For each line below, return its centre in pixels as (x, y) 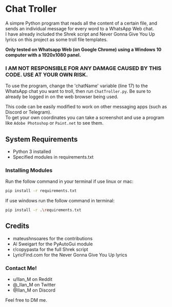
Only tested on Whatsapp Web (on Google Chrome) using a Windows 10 (83, 49)
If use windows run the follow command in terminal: (60, 201)
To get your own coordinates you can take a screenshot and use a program (85, 118)
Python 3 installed (32, 151)
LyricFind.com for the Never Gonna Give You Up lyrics (70, 255)
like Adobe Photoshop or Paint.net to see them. (54, 123)
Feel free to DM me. (26, 300)
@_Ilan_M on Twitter (34, 285)
